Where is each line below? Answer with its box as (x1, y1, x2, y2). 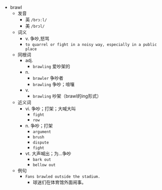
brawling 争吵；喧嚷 (32, 81, 75, 87)
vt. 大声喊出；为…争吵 (25, 151, 72, 156)
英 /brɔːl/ (25, 17, 47, 22)
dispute (32, 140, 49, 145)
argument (32, 129, 52, 134)
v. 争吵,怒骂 (25, 35, 50, 41)
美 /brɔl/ (25, 23, 45, 29)
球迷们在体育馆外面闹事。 (32, 179, 87, 185)
